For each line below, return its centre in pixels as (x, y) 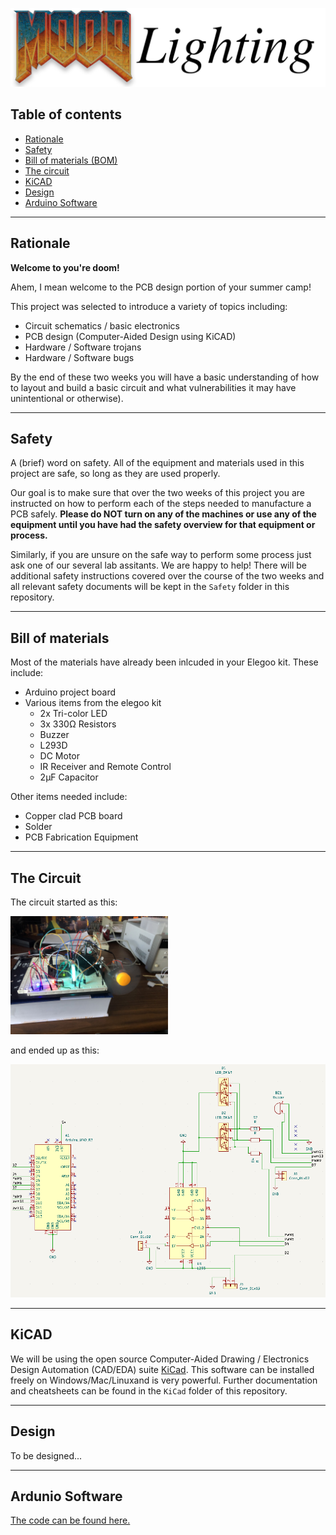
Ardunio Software (66, 1496)
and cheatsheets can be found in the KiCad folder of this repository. (149, 1390)
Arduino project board (70, 692)
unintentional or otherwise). (67, 398)
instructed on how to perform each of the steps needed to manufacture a (161, 504)
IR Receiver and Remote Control (105, 767)
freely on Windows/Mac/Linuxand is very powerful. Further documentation (164, 1380)
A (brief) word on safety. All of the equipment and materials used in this (157, 463)
